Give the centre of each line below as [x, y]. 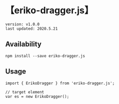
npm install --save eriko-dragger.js [45, 56]
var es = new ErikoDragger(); [37, 96]
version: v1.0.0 [22, 24]
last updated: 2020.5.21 [32, 28]
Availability [23, 44]
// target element [25, 92]
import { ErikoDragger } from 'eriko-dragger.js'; [60, 83]
